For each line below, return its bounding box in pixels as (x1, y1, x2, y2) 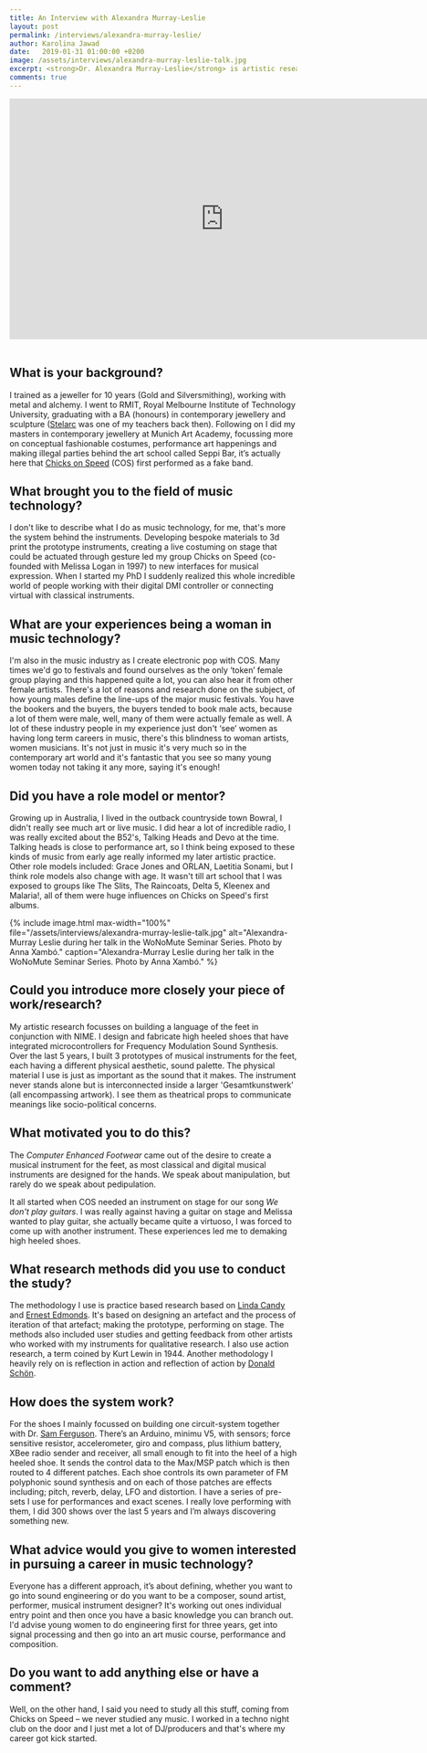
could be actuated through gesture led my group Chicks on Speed (9, 551, 258, 562)
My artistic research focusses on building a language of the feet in (9, 1021, 259, 1032)
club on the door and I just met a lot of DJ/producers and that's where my (9, 1723, 286, 1734)
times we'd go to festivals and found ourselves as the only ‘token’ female (9, 665, 283, 676)
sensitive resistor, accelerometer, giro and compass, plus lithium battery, (9, 1438, 282, 1449)
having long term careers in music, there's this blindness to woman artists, (9, 732, 289, 744)
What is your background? (9, 365, 163, 381)
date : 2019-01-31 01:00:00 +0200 (9, 47, 145, 57)
